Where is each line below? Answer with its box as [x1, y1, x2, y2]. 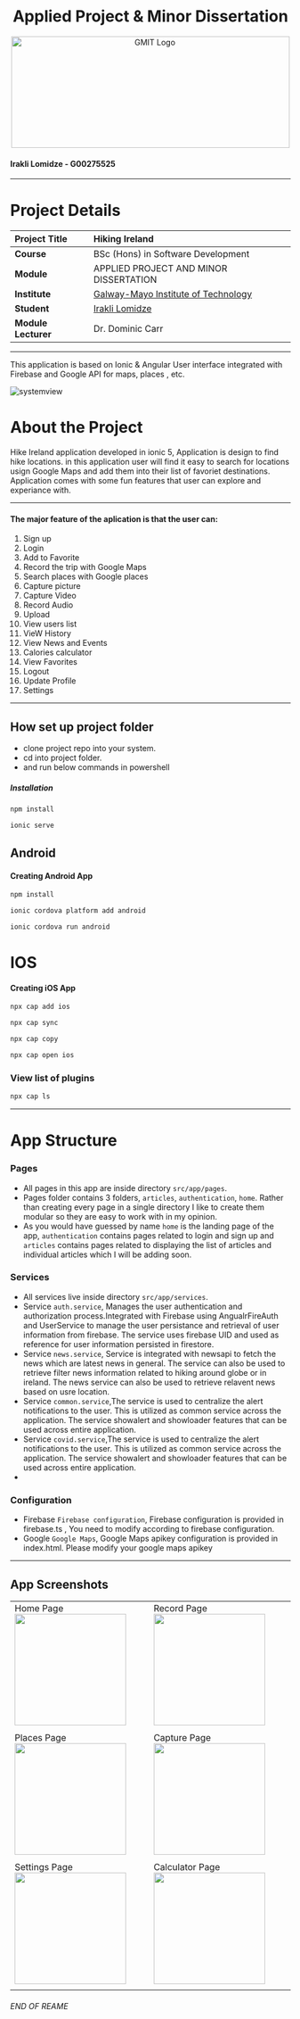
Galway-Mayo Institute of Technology [93, 288, 253, 301]
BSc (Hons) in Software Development [93, 248, 250, 261]
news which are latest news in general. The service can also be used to [22, 1358, 286, 1369]
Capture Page [153, 1731, 212, 1743]
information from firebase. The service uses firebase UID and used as [22, 1329, 280, 1340]
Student [14, 302, 50, 315]
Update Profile [22, 675, 77, 686]
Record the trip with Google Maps [22, 562, 147, 573]
